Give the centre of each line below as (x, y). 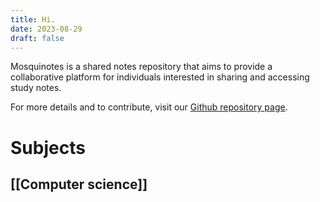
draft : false (37, 38)
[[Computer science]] (79, 184)
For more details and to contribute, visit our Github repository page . (149, 107)
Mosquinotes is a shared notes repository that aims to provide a (141, 67)
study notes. (36, 88)
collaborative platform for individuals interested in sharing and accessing (160, 77)
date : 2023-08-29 (46, 29)
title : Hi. (33, 19)
